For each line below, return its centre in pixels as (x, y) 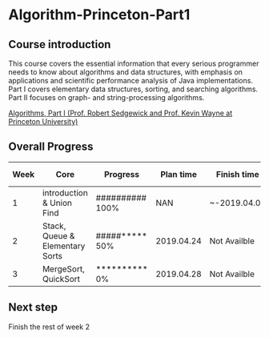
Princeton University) (43, 121)
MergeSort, (64, 268)
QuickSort (62, 279)
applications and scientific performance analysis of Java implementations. (131, 80)
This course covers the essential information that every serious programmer (134, 63)
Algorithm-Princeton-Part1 (99, 15)
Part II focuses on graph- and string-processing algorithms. (106, 97)
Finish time (237, 174)
